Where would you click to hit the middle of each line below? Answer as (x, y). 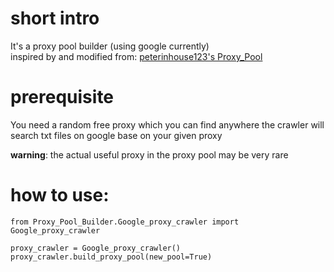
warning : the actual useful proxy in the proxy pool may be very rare (149, 154)
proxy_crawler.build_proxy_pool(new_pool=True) (111, 257)
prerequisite (62, 97)
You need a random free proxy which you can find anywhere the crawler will (167, 124)
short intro (55, 18)
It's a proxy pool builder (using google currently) (110, 46)
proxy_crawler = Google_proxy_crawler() (96, 248)
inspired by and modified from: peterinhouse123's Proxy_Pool (136, 56)
